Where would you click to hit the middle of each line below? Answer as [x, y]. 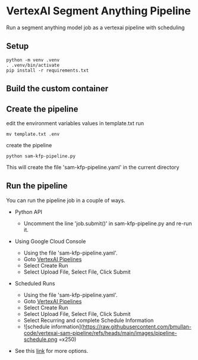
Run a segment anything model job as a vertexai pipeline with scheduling [95, 27]
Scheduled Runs [35, 283]
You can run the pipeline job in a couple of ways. [66, 200]
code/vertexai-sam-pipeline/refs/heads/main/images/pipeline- [100, 333]
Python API [29, 212]
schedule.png [40, 339]
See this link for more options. [51, 350]
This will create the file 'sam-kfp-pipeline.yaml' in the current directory [93, 167]
